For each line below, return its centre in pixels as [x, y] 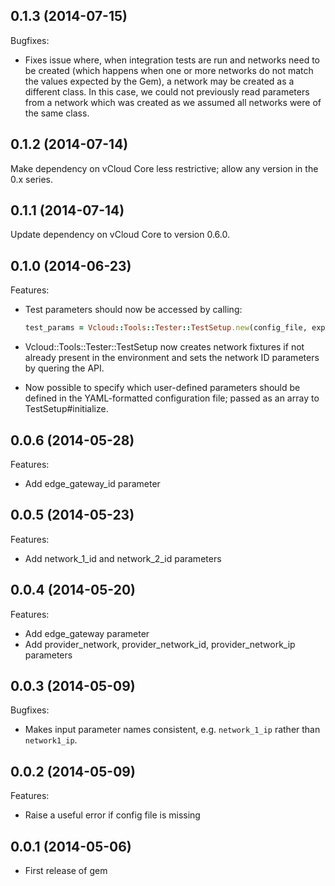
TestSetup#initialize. [66, 409]
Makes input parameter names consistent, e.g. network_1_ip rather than [172, 730]
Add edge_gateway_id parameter [92, 483]
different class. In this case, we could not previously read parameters [167, 91]
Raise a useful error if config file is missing [112, 815]
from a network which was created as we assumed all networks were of [173, 102]
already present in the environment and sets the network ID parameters [172, 358]
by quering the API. [64, 368]
